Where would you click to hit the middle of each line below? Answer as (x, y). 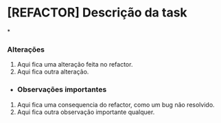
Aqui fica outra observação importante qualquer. (86, 112)
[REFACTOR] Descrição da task (97, 13)
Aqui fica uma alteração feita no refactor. (75, 65)
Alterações (26, 49)
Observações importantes (62, 89)
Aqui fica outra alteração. (53, 72)
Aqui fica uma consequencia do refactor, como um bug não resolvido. (116, 104)
